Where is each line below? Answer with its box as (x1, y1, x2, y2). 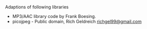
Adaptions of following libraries (5, 4, 69, 10)
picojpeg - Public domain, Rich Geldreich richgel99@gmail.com (12, 19, 142, 24)
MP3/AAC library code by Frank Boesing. (12, 14, 97, 19)
